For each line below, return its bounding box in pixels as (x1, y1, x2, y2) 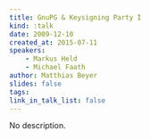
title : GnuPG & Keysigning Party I (9, 12, 142, 22)
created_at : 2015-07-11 (9, 37, 98, 47)
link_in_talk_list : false (9, 95, 105, 105)
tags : (9, 87, 29, 96)
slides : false (9, 79, 62, 88)
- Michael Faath (25, 63, 87, 72)
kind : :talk (9, 21, 54, 30)
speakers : (9, 46, 46, 55)
